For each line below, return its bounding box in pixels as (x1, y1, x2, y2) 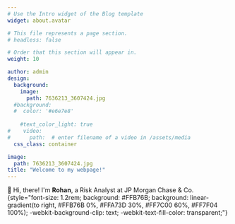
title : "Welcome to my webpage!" (7, 167, 106, 174)
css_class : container (13, 141, 78, 148)
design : (7, 75, 30, 82)
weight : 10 (7, 56, 40, 63)
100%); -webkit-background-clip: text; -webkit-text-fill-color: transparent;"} (7, 208, 228, 217)
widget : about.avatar (7, 17, 71, 24)
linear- (190, 194, 210, 202)
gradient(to (7, 201, 40, 209)
